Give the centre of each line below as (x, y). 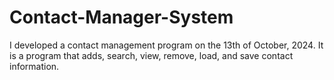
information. (34, 66)
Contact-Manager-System (121, 17)
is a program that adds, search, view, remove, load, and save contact (151, 55)
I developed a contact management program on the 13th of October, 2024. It (166, 45)
